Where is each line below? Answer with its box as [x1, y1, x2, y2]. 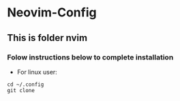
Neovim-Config [7, 5, 97, 20]
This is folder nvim [7, 32, 87, 44]
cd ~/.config [7, 81, 44, 88]
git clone [7, 87, 35, 93]
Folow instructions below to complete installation [7, 53, 174, 62]
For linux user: [16, 68, 58, 76]
